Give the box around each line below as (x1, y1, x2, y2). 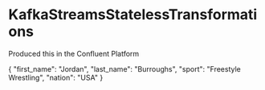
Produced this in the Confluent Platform (8, 49, 140, 58)
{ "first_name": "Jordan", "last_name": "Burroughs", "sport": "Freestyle (8, 64, 241, 73)
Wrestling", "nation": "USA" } (8, 72, 104, 82)
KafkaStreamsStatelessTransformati (8, 6, 258, 24)
